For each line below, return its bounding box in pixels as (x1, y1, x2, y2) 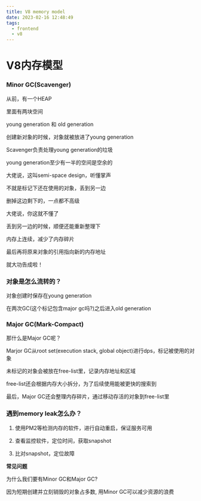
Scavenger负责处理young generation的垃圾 (6, 146, 113, 153)
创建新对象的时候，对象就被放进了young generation (6, 133, 134, 140)
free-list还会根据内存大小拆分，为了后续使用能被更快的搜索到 (6, 380, 157, 388)
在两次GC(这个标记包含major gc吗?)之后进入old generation (6, 304, 151, 312)
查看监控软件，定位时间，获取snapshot (14, 437, 112, 444)
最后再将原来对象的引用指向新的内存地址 (6, 248, 106, 255)
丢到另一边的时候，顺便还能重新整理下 (6, 223, 100, 230)
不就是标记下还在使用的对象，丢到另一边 (6, 184, 106, 191)
